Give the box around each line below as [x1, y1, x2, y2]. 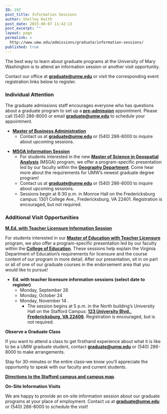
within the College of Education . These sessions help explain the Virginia [5, 245, 156, 251]
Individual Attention [5, 91, 54, 98]
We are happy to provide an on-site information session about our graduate [5, 393, 160, 399]
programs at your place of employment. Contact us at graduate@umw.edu [5, 398, 160, 404]
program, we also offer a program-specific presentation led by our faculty [5, 240, 157, 246]
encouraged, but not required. [19, 201, 82, 207]
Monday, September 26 [19, 287, 69, 293]
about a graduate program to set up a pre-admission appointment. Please [5, 107, 158, 113]
